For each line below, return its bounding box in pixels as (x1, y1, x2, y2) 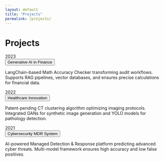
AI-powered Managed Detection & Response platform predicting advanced (5, 141, 156, 147)
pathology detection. (5, 116, 47, 121)
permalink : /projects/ (5, 16, 51, 21)
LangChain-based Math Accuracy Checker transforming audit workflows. (5, 69, 153, 75)
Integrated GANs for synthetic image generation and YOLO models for (5, 111, 146, 116)
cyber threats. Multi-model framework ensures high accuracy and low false (5, 146, 157, 152)
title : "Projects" (5, 12, 43, 17)
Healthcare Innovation (7, 95, 47, 101)
